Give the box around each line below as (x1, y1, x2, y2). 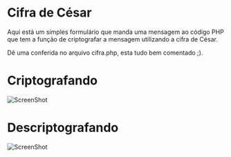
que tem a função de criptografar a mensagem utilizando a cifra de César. (7, 35, 218, 43)
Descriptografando (7, 120, 119, 136)
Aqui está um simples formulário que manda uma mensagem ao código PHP (7, 28, 225, 36)
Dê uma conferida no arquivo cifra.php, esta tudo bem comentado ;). (7, 48, 203, 57)
